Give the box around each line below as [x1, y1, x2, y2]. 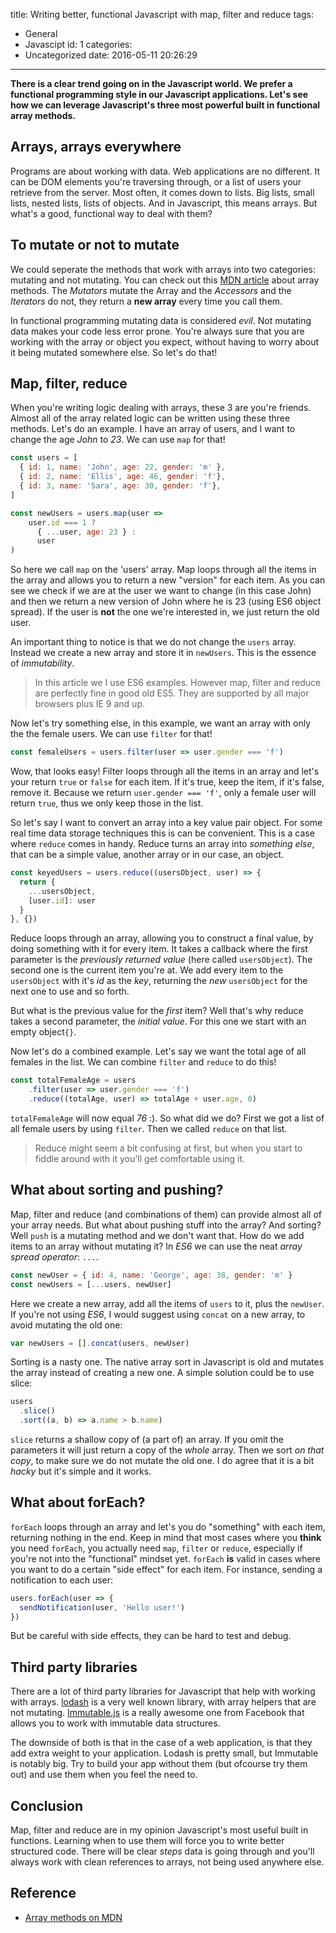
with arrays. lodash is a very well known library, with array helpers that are [10, 1696, 317, 1708]
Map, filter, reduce [10, 375, 128, 393]
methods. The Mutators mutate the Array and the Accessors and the [10, 284, 292, 296]
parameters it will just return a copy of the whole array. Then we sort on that [10, 1444, 325, 1456]
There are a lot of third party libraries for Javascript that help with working [10, 1685, 316, 1698]
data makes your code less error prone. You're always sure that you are [10, 325, 305, 337]
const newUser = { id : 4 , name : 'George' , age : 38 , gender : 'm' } [10, 1270, 293, 1280]
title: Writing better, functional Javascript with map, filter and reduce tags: [10, 9, 314, 20]
